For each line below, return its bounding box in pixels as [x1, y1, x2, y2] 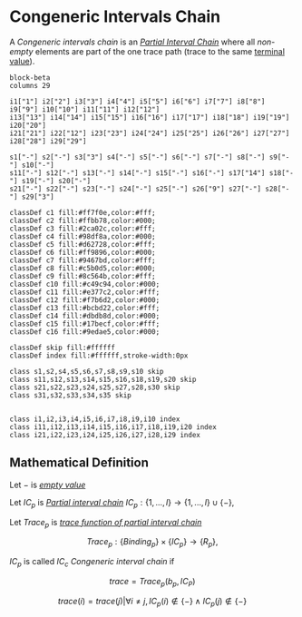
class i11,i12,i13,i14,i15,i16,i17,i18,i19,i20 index [9, 422, 218, 432]
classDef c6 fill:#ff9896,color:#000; [9, 248, 156, 257]
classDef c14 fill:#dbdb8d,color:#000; [9, 311, 161, 320]
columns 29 [9, 81, 51, 90]
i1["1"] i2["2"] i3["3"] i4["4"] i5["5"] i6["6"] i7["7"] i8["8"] [9, 97, 266, 106]
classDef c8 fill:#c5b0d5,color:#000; [9, 263, 156, 273]
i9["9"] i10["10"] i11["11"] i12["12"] [9, 104, 161, 114]
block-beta [9, 73, 51, 83]
